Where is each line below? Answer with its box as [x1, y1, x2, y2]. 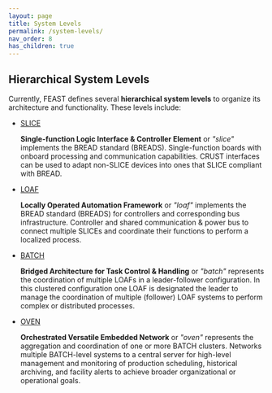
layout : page [8, 11, 53, 20]
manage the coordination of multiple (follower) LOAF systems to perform [19, 292, 264, 302]
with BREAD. [19, 168, 63, 178]
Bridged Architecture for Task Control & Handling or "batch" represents [19, 266, 265, 276]
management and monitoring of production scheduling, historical [19, 358, 238, 368]
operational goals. [19, 375, 81, 385]
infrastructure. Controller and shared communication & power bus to [19, 217, 249, 227]
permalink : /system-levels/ [8, 27, 104, 35]
